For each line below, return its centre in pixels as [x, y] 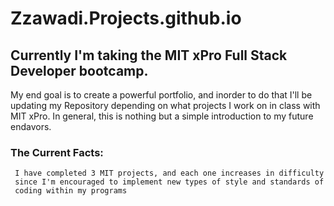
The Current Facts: [57, 152]
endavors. [31, 126]
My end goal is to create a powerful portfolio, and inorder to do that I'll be [161, 95]
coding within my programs [71, 191]
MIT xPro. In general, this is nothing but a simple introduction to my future [162, 116]
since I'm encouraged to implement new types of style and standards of [169, 182]
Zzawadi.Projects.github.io [126, 18]
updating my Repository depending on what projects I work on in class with [165, 105]
